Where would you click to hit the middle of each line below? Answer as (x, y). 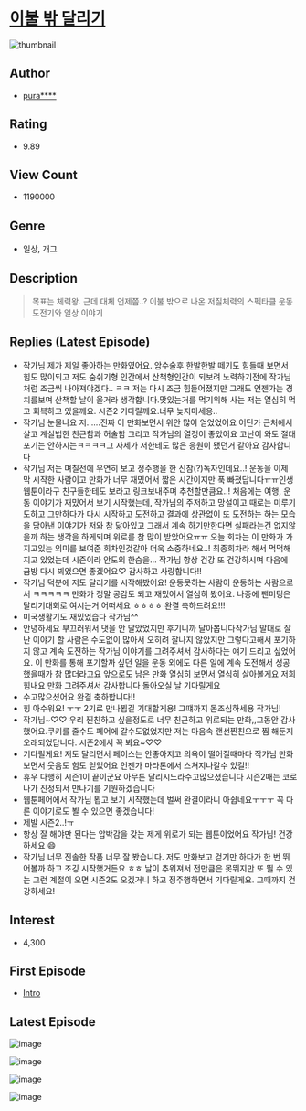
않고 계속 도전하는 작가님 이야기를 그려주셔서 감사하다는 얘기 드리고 (152, 651)
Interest (32, 920)
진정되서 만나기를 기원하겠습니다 (97, 788)
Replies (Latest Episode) (80, 342)
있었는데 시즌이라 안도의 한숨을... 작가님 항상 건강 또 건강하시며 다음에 (164, 560)
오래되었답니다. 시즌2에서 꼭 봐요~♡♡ (92, 742)
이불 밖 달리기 (58, 19)
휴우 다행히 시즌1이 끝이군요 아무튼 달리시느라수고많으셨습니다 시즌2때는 (151, 776)
